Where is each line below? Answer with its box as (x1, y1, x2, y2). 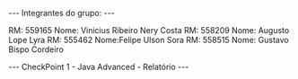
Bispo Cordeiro (8, 44, 65, 55)
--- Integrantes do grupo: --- (8, 8, 116, 18)
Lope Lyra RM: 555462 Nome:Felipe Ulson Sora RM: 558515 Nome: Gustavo (8, 35, 289, 45)
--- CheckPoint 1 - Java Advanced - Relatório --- (8, 62, 189, 72)
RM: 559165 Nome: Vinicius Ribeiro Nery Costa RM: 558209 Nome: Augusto (8, 25, 290, 35)
